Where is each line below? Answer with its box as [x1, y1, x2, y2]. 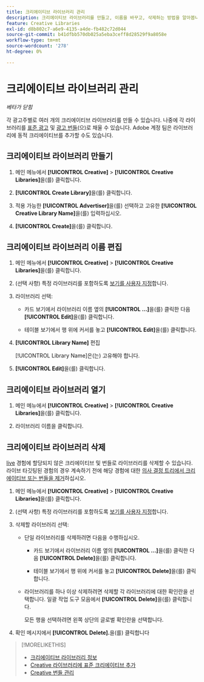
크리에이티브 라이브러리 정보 [30, 653, 97, 661]
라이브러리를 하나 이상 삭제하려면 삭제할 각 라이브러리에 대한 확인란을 [24, 588, 188, 595]
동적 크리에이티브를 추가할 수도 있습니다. [17, 132, 114, 139]
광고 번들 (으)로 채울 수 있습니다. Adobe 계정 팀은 [56, 124, 172, 131]
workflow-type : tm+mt [6, 37, 61, 43]
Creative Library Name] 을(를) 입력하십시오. [15, 209, 122, 217]
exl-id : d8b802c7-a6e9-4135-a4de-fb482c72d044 [6, 26, 126, 32]
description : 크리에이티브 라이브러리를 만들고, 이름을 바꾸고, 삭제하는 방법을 [6, 15, 180, 21]
